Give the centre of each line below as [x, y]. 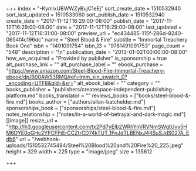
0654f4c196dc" [25, 40]
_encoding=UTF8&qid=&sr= [40, 83]
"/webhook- [46, 139]
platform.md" [22, 95]
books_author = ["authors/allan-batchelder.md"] [87, 102]
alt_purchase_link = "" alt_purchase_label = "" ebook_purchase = [85, 64]
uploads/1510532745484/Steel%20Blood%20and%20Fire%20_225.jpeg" [95, 145]
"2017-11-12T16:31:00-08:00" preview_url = [58, 33]
